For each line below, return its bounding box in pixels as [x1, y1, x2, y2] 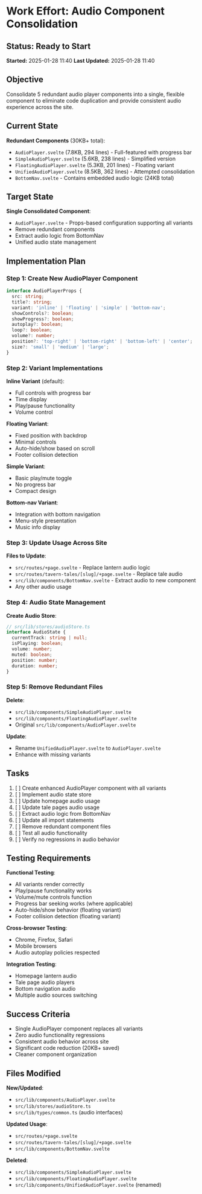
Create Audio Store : [6, 612, 57, 619]
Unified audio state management [14, 238, 96, 246]
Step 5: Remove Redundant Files [6, 683, 104, 691]
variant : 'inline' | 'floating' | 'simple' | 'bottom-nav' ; [11, 305, 166, 311]
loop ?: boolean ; [11, 327, 52, 333]
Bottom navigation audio [14, 985, 76, 992]
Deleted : [6, 1157, 28, 1164]
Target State [6, 192, 54, 202]
